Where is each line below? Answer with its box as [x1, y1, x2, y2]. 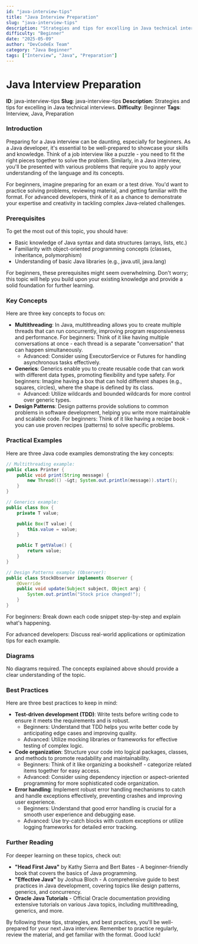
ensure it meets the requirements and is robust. [14, 717, 130, 724]
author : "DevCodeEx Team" [6, 42, 70, 48]
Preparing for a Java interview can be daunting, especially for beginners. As [6, 138, 191, 145]
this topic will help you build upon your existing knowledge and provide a [6, 275, 183, 283]
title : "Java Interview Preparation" [6, 14, 99, 20]
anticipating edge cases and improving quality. [23, 729, 137, 737]
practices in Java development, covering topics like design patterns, [14, 882, 181, 889]
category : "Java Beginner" [6, 47, 72, 53]
